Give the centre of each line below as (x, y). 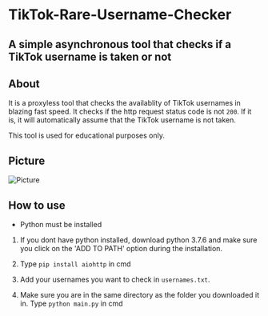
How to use (37, 205)
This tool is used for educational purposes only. (87, 136)
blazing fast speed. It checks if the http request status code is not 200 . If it (130, 112)
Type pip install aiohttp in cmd (75, 264)
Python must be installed (61, 225)
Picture (27, 160)
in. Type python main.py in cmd (71, 304)
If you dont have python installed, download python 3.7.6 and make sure (138, 240)
